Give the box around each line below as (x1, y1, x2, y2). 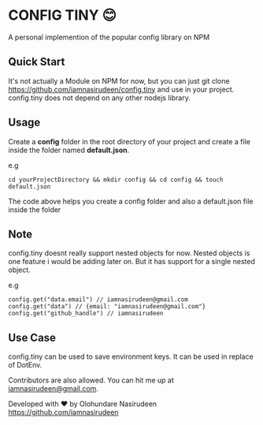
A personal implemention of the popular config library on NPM (8, 32, 210, 42)
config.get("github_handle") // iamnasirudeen (8, 310, 164, 318)
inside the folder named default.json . (8, 145, 130, 155)
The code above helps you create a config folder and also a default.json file (8, 196, 254, 206)
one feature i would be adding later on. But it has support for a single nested (8, 257, 256, 267)
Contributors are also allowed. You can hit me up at (8, 375, 175, 385)
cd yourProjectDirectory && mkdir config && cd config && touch (8, 176, 224, 184)
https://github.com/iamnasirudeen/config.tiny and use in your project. (8, 84, 235, 94)
